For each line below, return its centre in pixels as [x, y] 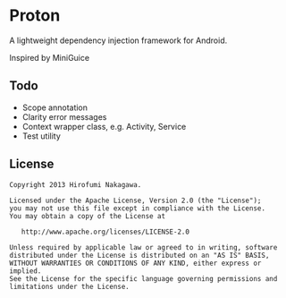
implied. [25, 271]
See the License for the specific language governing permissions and [143, 278]
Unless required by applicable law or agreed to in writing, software [143, 247]
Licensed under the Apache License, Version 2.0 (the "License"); [135, 200]
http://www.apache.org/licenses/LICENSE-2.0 [105, 232]
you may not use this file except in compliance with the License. [138, 208]
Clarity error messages [64, 116]
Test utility [41, 136]
